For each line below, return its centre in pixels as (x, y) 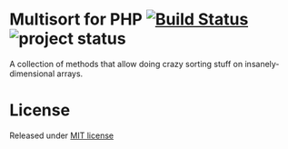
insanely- (262, 64)
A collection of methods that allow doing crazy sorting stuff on (126, 64)
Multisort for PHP (76, 20)
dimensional (32, 74)
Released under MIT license (62, 135)
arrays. (70, 74)
